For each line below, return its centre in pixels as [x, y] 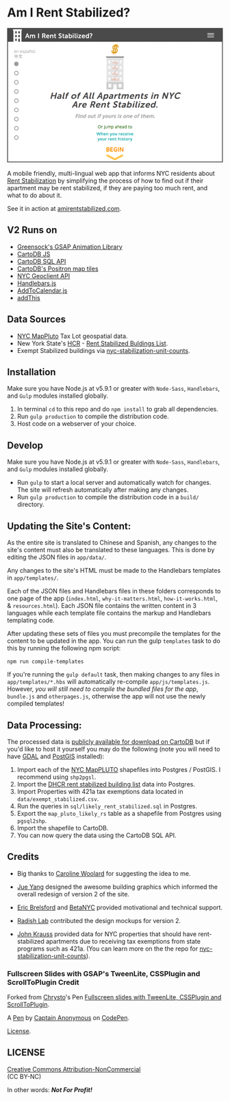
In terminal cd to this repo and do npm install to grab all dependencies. [118, 409]
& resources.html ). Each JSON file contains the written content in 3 [102, 606]
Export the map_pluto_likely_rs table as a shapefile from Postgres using [119, 813]
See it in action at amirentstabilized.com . [64, 209]
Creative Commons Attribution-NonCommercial [74, 1069]
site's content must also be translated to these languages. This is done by [111, 550]
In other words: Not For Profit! [50, 1089]
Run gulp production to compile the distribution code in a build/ [108, 497]
